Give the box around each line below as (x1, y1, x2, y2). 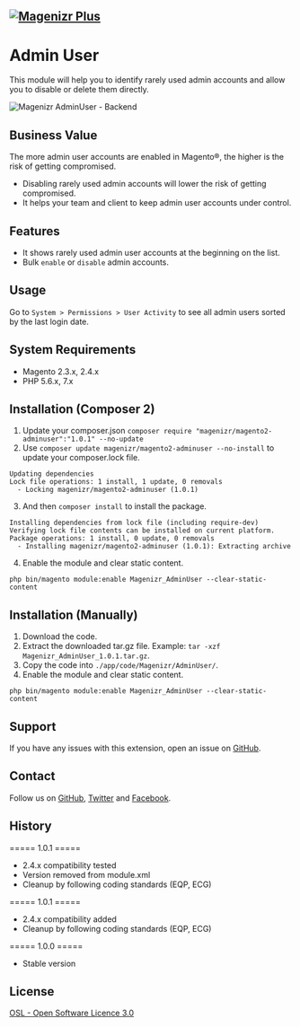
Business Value (9, 127, 98, 143)
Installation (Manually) (9, 607, 138, 622)
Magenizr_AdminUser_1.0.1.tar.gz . (22, 650, 150, 661)
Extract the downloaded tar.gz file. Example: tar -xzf (22, 641, 221, 652)
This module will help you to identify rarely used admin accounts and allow (9, 75, 286, 85)
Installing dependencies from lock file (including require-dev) (9, 518, 259, 528)
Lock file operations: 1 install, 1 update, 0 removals (9, 478, 223, 487)
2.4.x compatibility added (22, 913, 117, 925)
